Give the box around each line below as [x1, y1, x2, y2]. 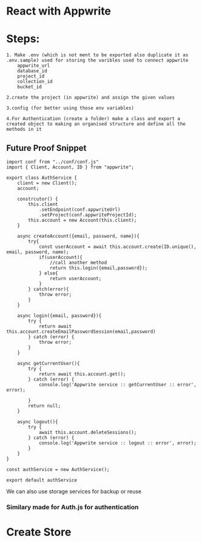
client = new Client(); [17, 180, 78, 186]
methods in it [6, 126, 42, 133]
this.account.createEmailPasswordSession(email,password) [6, 329, 156, 335]
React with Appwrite [6, 4, 111, 18]
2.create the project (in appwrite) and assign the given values [6, 95, 175, 101]
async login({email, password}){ [17, 312, 102, 319]
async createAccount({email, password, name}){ [17, 233, 140, 239]
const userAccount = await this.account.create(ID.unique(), [38, 244, 197, 250]
